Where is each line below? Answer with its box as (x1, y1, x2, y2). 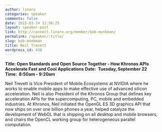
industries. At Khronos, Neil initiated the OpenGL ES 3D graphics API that (5, 101, 151, 107)
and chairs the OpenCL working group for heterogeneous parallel (5, 117, 136, 122)
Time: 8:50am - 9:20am (5, 71, 55, 77)
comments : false (5, 16, 38, 21)
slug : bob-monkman (5, 39, 42, 44)
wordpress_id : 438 (5, 47, 42, 52)
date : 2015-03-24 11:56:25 (5, 20, 60, 26)
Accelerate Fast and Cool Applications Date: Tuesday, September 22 (5, 66, 147, 72)
